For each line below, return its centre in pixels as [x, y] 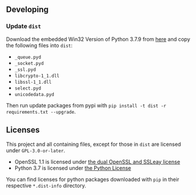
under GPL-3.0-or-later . [36, 150]
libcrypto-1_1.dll [37, 76]
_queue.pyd [28, 57]
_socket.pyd [29, 63]
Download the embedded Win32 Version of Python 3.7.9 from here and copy [98, 39]
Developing [27, 10]
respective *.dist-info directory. [46, 185]
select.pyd [28, 88]
